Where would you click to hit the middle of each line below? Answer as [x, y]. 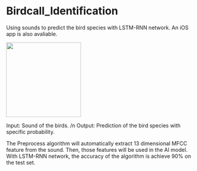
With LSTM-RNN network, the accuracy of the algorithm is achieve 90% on [98, 156]
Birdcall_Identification [62, 11]
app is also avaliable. [32, 33]
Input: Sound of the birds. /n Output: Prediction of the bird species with [93, 125]
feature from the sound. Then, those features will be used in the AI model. [97, 149]
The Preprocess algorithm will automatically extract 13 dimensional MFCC [97, 143]
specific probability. [30, 132]
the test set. [21, 162]
